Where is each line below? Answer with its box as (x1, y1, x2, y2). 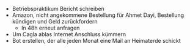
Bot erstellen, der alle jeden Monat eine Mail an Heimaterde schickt (12, 37, 181, 44)
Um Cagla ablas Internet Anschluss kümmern (12, 31, 126, 38)
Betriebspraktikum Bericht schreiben (12, 5, 105, 12)
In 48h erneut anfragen (21, 24, 80, 31)
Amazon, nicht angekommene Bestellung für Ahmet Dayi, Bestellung (12, 11, 185, 19)
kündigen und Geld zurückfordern (12, 18, 98, 25)
